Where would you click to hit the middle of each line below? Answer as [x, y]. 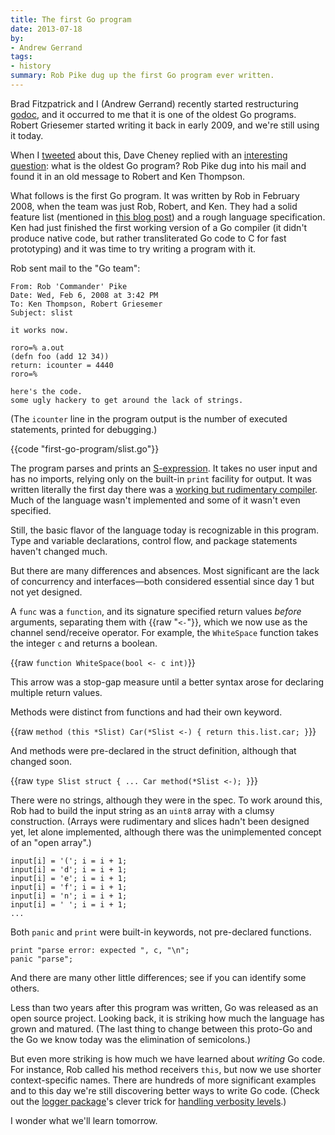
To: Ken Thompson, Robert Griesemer [86, 304]
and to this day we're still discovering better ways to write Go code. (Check [165, 1090]
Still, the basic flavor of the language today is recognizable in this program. [165, 530]
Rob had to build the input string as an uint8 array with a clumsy [142, 810]
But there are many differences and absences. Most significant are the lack [165, 570]
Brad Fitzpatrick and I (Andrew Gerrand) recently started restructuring [154, 103]
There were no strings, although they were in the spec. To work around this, [166, 800]
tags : [21, 57]
